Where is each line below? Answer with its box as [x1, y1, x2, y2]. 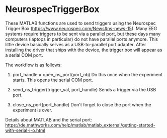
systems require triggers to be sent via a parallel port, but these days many [5, 31, 161, 37]
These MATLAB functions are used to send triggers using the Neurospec [5, 20, 156, 26]
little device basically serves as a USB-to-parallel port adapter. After [5, 41, 146, 47]
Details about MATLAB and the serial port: [5, 116, 92, 122]
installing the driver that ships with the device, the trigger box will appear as [5, 47, 162, 53]
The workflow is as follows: [5, 62, 62, 68]
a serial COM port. [5, 52, 43, 58]
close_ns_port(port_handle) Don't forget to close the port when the [12, 101, 152, 107]
